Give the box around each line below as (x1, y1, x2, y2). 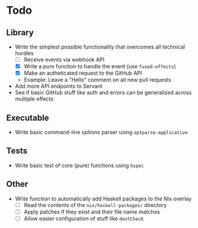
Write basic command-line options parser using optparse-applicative (14, 129, 188, 135)
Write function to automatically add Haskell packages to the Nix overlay (14, 195, 192, 202)
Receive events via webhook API (23, 56, 105, 63)
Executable (6, 113, 49, 123)
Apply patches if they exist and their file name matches (23, 208, 160, 215)
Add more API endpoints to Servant (14, 83, 103, 90)
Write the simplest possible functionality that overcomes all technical (14, 43, 185, 50)
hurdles (14, 50, 34, 57)
